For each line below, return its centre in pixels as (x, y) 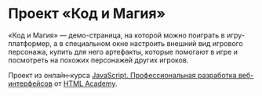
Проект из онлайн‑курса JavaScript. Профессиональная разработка (122, 75)
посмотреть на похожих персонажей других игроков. (98, 60)
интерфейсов (30, 84)
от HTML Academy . (86, 84)
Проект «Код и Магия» (87, 14)
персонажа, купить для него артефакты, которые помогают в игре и (123, 52)
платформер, (30, 43)
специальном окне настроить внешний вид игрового (154, 43)
